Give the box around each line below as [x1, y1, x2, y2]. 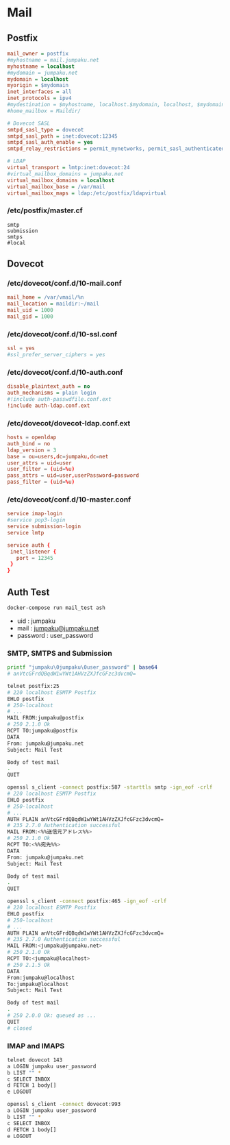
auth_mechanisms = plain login [7, 389, 97, 397]
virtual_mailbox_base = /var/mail [7, 183, 106, 190]
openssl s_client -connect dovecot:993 [7, 1101, 121, 1108]
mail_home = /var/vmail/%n [7, 294, 84, 301]
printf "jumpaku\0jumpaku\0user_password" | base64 [7, 664, 157, 671]
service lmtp [7, 529, 44, 536]
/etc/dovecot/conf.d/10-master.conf [7, 495, 131, 504]
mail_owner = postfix [7, 50, 69, 57]
